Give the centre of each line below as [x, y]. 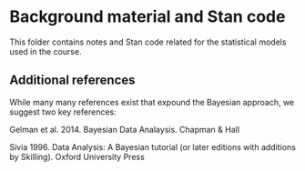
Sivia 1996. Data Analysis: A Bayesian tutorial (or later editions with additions [152, 146]
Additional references [72, 80]
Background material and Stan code [147, 17]
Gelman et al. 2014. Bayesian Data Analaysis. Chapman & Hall [124, 129]
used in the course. [46, 51]
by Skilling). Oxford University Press [77, 156]
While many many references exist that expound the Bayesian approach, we [152, 102]
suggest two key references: [63, 112]
